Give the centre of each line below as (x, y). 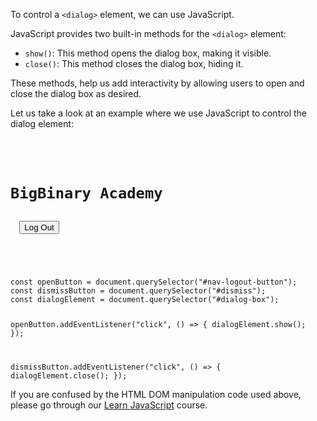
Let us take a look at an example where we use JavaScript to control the (158, 113)
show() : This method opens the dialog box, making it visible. (148, 53)
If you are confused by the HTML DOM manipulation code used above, (156, 395)
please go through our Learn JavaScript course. (109, 405)
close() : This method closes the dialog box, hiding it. (134, 63)
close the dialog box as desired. (76, 93)
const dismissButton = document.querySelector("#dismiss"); (138, 291)
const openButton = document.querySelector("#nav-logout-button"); (154, 282)
